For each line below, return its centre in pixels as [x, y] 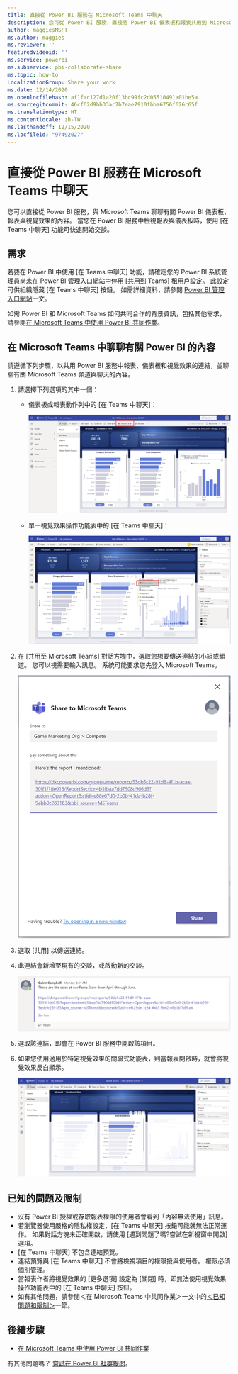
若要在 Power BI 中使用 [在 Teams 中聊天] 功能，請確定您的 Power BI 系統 [114, 272]
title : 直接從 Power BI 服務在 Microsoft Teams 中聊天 [85, 15]
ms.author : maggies [36, 38]
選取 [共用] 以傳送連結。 [53, 950]
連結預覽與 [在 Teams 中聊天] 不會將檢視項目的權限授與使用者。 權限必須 [124, 1261]
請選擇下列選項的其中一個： [58, 389]
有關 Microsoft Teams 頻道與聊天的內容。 [74, 374]
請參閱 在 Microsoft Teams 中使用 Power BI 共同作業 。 [86, 323]
